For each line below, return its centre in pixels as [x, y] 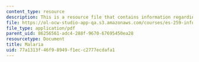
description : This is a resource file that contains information [88, 17]
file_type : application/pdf [41, 28]
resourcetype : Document [36, 39]
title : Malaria [25, 45]
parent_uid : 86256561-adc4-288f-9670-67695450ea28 [70, 34]
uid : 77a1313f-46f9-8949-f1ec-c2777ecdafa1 [61, 50]
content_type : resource [36, 12]
